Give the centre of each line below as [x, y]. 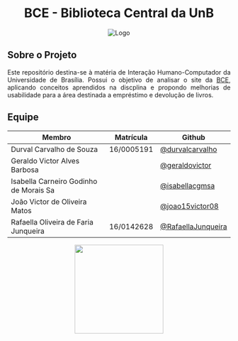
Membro [57, 137]
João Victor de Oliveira [49, 202]
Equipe [23, 118]
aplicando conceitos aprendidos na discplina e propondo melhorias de [119, 87]
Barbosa [25, 170]
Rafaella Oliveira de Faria [52, 222]
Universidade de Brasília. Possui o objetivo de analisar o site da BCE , [119, 80]
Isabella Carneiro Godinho [54, 181]
